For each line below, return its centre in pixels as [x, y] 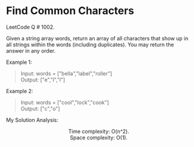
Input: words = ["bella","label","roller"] [66, 73]
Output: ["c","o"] [40, 108]
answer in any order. [31, 50]
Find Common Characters [70, 11]
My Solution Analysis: [32, 120]
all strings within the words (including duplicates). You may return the [90, 45]
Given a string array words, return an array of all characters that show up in [97, 38]
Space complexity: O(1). [99, 137]
